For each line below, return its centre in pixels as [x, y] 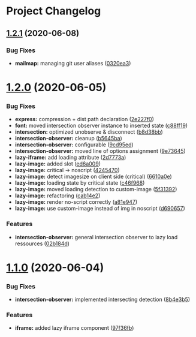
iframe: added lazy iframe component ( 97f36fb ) [74, 328]
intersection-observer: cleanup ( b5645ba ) [69, 139]
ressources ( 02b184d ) [42, 243]
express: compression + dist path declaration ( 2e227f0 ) [85, 119]
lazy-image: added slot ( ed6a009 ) [58, 164]
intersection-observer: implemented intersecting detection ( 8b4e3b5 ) [102, 300]
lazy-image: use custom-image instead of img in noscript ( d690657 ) [100, 209]
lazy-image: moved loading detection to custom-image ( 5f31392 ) [96, 189]
